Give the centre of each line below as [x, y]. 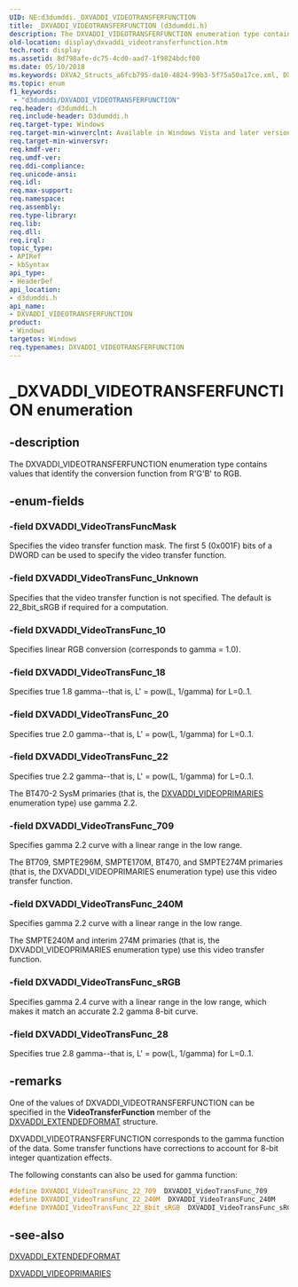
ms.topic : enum [37, 83]
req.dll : [25, 232]
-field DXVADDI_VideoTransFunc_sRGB [95, 983]
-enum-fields [47, 502]
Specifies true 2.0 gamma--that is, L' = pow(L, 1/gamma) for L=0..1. [132, 734]
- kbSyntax [29, 265]
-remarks [35, 1082]
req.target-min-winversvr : [59, 141]
